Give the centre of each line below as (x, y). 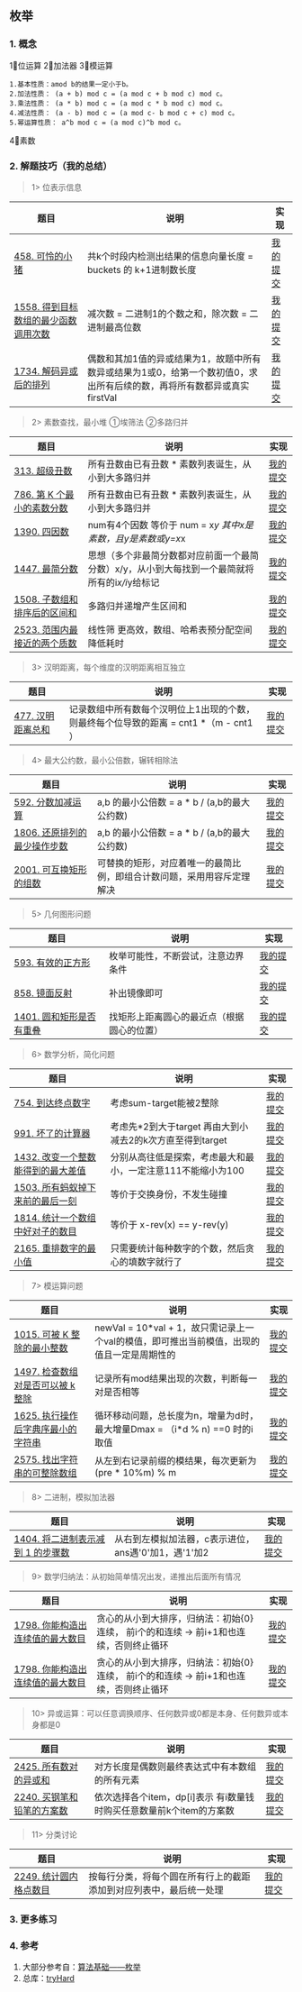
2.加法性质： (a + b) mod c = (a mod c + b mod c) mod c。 (118, 94)
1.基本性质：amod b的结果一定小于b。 (71, 84)
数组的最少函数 (46, 320)
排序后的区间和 (46, 613)
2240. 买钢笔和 (46, 1796)
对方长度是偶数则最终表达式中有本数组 (175, 1767)
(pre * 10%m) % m (135, 1472)
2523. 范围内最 (46, 629)
